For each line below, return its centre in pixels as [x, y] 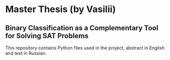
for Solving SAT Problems [47, 36]
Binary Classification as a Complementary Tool [82, 28]
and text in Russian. [26, 53]
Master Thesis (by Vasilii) [61, 9]
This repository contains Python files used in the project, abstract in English [85, 48]
